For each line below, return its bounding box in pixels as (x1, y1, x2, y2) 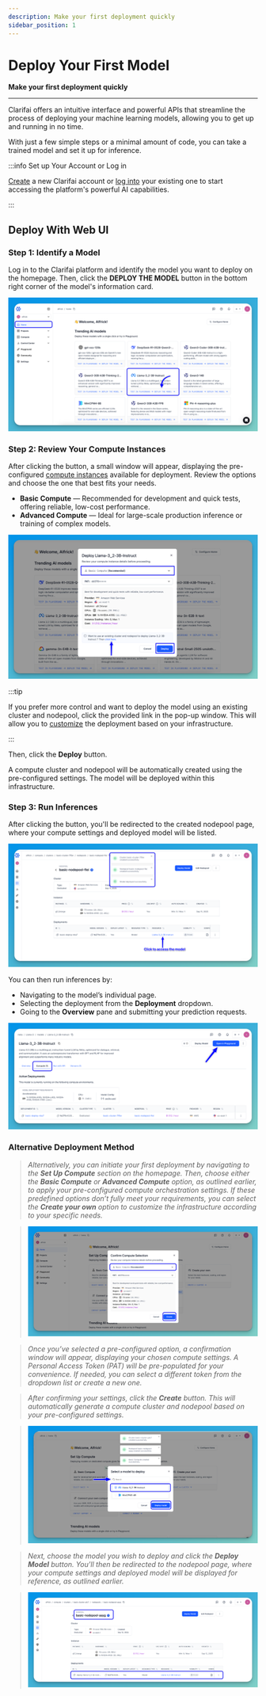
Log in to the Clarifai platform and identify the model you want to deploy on (8, 265, 253, 275)
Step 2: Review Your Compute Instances (8, 444, 166, 455)
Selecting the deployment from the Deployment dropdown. (19, 999, 214, 1008)
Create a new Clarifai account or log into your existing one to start (8, 177, 223, 186)
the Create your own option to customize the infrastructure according (27, 1202, 257, 1211)
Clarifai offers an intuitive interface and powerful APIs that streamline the (8, 105, 245, 115)
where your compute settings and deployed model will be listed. (8, 828, 217, 837)
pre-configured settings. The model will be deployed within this (8, 773, 215, 783)
